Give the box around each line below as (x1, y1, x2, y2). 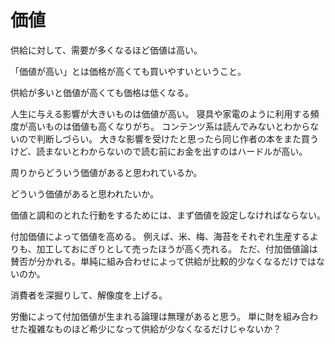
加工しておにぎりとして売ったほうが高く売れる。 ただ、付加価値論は (36, 242, 318, 255)
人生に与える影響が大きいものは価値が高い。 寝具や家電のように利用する (10, 107, 311, 120)
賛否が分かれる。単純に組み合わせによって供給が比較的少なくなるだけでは (10, 255, 317, 267)
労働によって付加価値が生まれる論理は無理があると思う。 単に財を (10, 310, 283, 322)
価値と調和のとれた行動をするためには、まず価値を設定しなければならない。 (10, 209, 326, 221)
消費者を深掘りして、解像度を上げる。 (10, 289, 168, 301)
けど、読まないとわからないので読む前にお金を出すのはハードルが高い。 (10, 145, 308, 157)
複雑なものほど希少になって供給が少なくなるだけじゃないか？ (27, 322, 282, 335)
